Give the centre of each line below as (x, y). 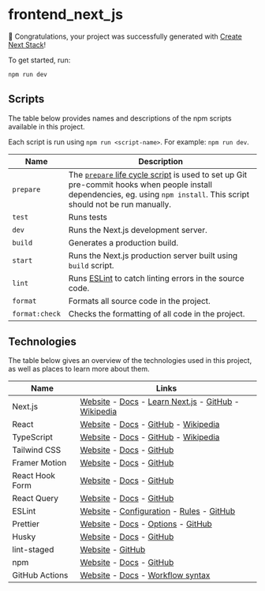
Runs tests (88, 217)
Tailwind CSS (37, 450)
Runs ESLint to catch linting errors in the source (156, 278)
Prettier (26, 524)
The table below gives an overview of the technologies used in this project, (130, 361)
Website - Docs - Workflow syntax (145, 575)
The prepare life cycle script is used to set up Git (158, 174)
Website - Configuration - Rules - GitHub (158, 511)
